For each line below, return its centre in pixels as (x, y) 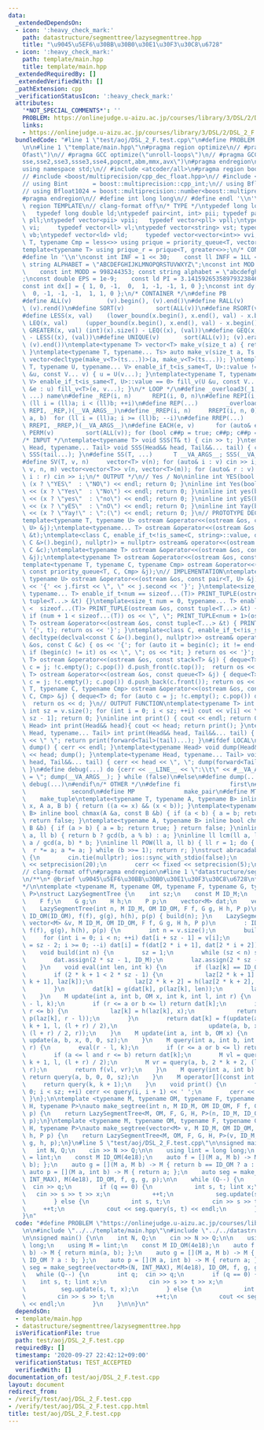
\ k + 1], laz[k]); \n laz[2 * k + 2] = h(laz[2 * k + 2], (139, 982)
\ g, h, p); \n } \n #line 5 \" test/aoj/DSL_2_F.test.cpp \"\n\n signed (133, 1143)
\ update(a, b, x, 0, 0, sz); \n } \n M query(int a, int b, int (139, 1040)
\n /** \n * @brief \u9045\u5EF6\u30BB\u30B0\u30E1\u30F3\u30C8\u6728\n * (140, 880)
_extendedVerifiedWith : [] (59, 81)
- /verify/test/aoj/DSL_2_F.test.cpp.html (79, 1406)
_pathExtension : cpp (49, 89)
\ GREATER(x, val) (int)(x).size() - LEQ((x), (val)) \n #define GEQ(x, (140, 330)
